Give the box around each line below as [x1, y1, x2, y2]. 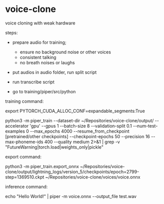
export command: [5, 154, 42, 160]
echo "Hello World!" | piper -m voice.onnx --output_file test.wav [5, 193, 137, 199]
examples [5, 128, 25, 134]
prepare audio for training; [12, 39, 66, 45]
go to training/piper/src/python [12, 88, 76, 94]
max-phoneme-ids [5, 139, 43, 145]
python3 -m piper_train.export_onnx [5, 163, 79, 169]
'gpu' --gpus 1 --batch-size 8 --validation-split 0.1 [29, 123, 132, 129]
